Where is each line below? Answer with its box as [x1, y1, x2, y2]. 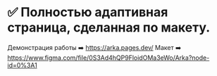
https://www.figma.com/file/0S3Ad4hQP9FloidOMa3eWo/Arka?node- [7, 53, 210, 62]
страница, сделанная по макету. [7, 20, 211, 36]
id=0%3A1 [7, 61, 37, 69]
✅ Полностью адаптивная [7, 4, 168, 20]
